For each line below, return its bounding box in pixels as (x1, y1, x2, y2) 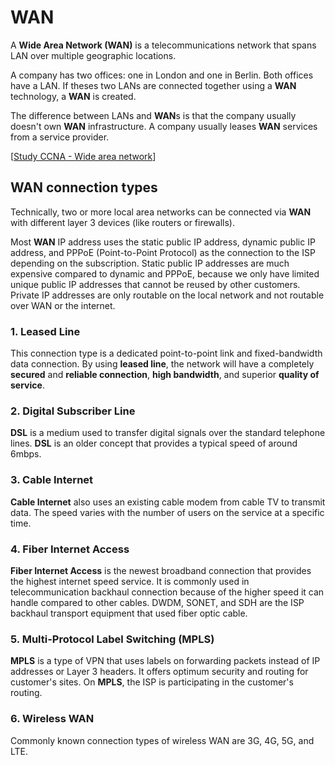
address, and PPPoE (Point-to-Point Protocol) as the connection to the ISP (10, 246, 316, 258)
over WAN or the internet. (10, 299, 116, 311)
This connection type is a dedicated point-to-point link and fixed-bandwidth (10, 347, 323, 360)
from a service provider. (10, 131, 110, 143)
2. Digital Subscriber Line (10, 404, 136, 418)
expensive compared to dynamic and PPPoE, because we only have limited (10, 267, 320, 280)
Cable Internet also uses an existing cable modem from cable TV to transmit (10, 496, 326, 508)
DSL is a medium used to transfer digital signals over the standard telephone (10, 427, 326, 439)
